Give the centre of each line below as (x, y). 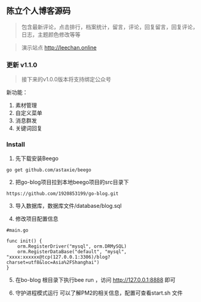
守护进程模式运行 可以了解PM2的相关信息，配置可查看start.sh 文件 (99, 293)
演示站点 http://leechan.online (59, 47)
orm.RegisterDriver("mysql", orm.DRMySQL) (72, 246)
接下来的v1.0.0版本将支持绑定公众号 (66, 79)
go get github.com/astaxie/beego (49, 170)
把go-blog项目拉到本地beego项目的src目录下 (72, 182)
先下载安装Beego (37, 158)
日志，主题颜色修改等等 (51, 34)
